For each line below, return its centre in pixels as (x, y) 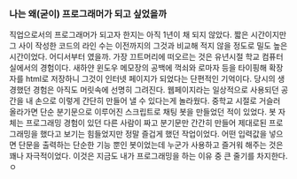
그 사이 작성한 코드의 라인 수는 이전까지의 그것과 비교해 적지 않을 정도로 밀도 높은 (148, 46)
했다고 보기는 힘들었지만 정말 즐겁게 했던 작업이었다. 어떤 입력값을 (153, 134)
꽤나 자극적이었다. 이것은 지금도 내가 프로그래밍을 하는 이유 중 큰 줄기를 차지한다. (148, 156)
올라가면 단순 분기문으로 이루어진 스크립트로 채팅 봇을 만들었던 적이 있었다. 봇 (143, 112)
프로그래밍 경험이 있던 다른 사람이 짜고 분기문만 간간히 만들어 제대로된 (146, 123)
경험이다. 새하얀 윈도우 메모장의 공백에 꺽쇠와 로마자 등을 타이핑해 (153, 68)
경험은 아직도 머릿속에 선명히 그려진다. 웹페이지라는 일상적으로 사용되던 (156, 90)
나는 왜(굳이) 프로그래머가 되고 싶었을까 (88, 13)
